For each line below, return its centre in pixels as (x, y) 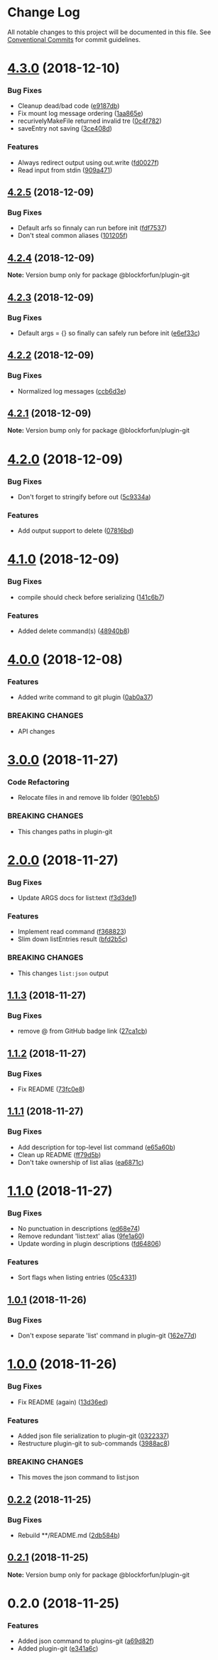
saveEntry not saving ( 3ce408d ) (65, 129)
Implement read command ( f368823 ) (72, 932)
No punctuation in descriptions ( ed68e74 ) (79, 1229)
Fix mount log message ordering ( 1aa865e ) (80, 114)
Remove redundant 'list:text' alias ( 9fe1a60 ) (81, 1236)
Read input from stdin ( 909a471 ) (65, 170)
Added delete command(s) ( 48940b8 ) (73, 631)
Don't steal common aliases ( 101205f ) (72, 236)
